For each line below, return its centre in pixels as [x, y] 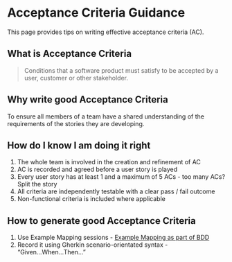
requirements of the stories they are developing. [76, 123]
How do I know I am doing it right [79, 145]
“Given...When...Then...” [52, 252]
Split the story [37, 184]
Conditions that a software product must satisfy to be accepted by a [121, 70]
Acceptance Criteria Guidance [96, 13]
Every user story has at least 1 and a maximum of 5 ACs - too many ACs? [121, 177]
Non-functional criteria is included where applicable [91, 199]
